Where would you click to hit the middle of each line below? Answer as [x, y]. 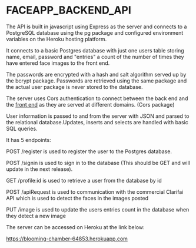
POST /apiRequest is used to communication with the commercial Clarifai [95, 191]
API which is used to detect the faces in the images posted [77, 198]
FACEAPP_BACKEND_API [69, 10]
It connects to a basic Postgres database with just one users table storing [95, 50]
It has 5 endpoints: [29, 140]
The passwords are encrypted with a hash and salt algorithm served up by [96, 74]
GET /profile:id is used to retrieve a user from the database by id [84, 180]
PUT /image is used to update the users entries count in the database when [98, 209]
